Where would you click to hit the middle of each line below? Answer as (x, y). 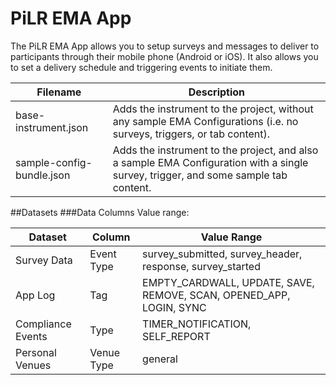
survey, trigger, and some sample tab (200, 175)
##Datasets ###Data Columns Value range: (100, 212)
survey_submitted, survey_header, (222, 254)
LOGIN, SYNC (174, 307)
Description (217, 92)
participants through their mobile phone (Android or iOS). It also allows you (164, 56)
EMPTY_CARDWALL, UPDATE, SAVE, (228, 282)
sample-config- (54, 162)
